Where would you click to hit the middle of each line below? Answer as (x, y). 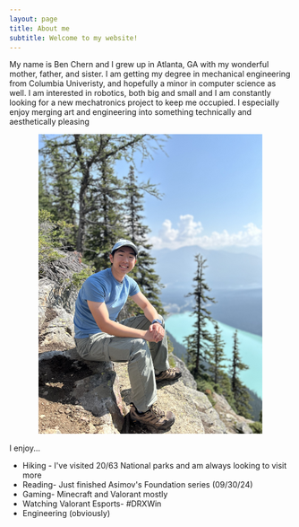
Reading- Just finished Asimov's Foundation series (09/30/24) (137, 484)
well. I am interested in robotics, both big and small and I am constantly (140, 93)
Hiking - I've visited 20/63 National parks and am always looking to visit (154, 465)
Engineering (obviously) (66, 513)
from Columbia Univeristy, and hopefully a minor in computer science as (143, 83)
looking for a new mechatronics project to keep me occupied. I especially (145, 102)
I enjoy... (25, 448)
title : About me (39, 28)
